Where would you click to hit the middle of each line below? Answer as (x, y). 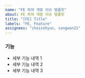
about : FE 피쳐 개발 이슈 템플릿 (35, 14)
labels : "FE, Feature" (28, 24)
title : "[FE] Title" (26, 19)
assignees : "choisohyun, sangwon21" (43, 28)
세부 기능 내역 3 (27, 71)
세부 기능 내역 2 (27, 65)
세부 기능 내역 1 (27, 58)
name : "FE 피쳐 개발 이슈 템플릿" (36, 10)
